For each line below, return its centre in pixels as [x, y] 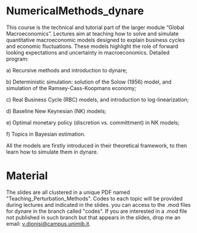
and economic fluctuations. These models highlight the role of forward [92, 46]
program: [18, 59]
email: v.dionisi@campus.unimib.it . [48, 224]
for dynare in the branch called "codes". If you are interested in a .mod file [97, 211]
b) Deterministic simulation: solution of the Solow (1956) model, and [89, 82]
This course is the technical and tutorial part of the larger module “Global [95, 27]
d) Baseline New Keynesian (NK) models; [56, 111]
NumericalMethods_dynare [75, 11]
